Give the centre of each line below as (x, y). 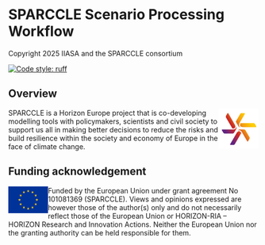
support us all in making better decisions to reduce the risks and (113, 129)
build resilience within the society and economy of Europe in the (113, 138)
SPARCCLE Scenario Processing (116, 15)
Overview (33, 94)
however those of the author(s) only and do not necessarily (145, 207)
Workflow (41, 31)
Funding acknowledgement (77, 172)
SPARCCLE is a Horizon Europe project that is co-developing (108, 113)
